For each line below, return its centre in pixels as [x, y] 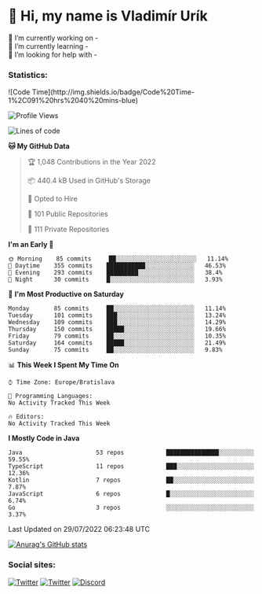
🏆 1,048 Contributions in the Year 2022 [91, 162]
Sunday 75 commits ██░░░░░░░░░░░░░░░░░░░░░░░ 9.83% [115, 350]
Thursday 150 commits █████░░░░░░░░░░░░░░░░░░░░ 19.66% [117, 330]
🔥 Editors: [26, 417]
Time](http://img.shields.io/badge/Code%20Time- [113, 92]
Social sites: [32, 565]
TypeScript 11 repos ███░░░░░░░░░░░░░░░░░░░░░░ [131, 467]
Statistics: [28, 75]
